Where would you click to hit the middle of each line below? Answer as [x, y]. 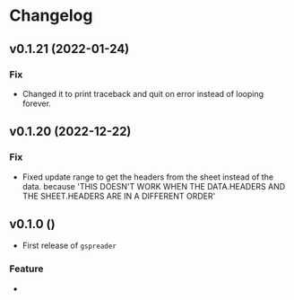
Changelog [51, 16]
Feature [26, 269]
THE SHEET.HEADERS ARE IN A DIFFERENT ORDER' [119, 196]
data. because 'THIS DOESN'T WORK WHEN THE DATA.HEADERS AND [154, 186]
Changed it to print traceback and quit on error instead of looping [143, 93]
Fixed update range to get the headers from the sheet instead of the [148, 177]
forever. [37, 103]
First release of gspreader [69, 246]
